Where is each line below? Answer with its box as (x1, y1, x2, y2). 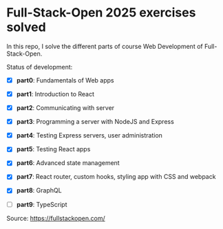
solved (6, 19, 46, 35)
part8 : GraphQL (16, 186, 63, 195)
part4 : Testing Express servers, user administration (16, 131, 163, 140)
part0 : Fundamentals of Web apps (16, 76, 114, 84)
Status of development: (6, 63, 73, 71)
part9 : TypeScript (16, 200, 67, 208)
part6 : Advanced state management (16, 159, 120, 167)
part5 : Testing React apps (16, 145, 91, 153)
